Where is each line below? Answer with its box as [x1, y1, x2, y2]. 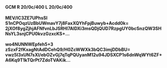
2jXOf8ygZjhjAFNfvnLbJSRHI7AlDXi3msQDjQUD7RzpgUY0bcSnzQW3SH [5, 25, 161, 32]
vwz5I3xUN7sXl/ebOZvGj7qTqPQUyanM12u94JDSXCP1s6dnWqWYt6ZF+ [5, 52, 162, 58]
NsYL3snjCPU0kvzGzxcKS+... [5, 31, 70, 37]
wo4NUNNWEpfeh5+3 [5, 41, 53, 47]
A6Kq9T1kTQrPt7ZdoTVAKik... [5, 57, 71, 63]
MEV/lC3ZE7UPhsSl [5, 15, 47, 21]
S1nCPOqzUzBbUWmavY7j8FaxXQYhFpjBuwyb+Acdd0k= [5, 20, 129, 26]
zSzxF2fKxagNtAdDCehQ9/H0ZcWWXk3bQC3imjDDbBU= [5, 47, 131, 53]
